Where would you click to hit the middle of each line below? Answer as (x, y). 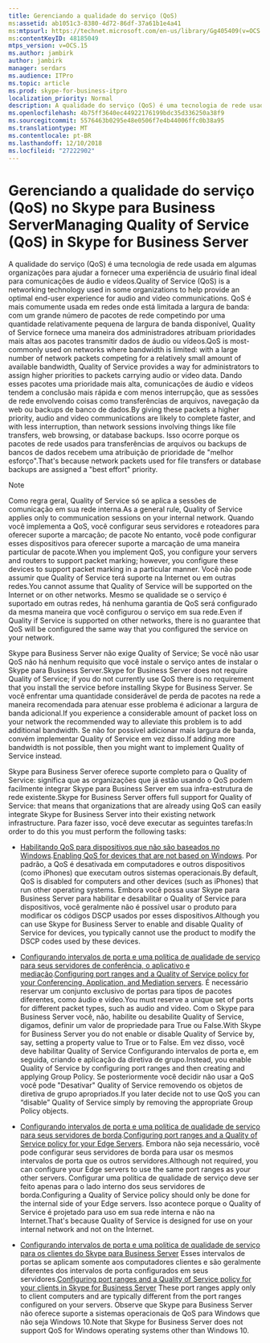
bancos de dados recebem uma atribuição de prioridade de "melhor (121, 453)
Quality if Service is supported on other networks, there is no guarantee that (135, 620)
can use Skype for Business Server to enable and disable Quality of (131, 924)
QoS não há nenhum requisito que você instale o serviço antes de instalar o (133, 662)
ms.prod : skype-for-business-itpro (68, 91)
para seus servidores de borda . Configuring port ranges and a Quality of (139, 1135)
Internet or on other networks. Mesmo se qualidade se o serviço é (118, 595)
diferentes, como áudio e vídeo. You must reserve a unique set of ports (137, 1000)
